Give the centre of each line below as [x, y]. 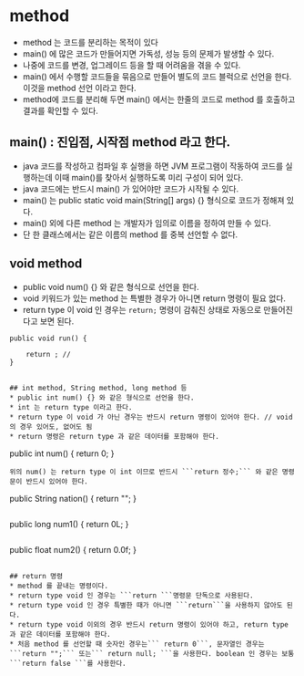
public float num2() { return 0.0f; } [73, 549]
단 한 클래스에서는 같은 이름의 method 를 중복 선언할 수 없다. [130, 234]
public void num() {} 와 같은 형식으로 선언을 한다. [111, 286]
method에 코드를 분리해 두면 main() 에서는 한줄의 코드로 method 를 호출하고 [159, 99]
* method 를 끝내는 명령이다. [59, 586]
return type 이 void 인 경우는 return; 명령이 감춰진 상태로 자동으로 [142, 309]
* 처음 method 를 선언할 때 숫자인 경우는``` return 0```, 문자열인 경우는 [137, 644]
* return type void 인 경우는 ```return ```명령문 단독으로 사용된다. [132, 595]
